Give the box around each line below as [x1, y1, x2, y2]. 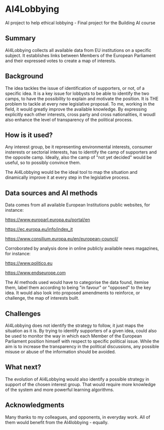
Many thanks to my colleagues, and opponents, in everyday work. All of [5, 414, 150, 420]
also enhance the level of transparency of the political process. [5, 117, 133, 122]
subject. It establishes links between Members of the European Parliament [5, 52, 156, 58]
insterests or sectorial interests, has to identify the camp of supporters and [5, 149, 157, 155]
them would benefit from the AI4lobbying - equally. [5, 419, 109, 425]
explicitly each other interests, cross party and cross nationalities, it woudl [5, 111, 156, 117]
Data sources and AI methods [5, 189, 98, 197]
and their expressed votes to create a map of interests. [5, 58, 117, 64]
